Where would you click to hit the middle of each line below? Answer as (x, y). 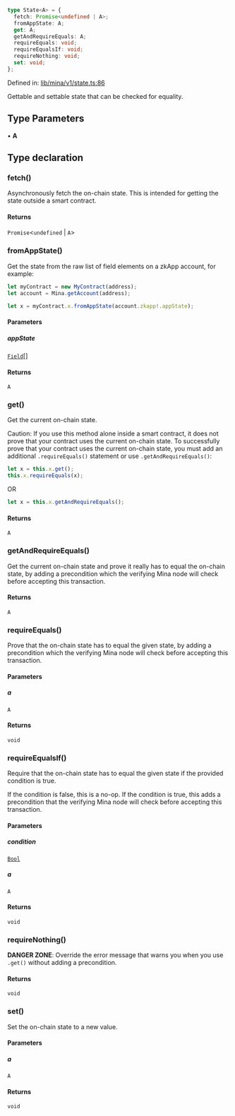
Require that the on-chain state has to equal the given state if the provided (115, 774)
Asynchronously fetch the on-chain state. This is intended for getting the (113, 193)
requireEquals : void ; (46, 43)
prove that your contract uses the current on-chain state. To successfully (114, 441)
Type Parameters (46, 119)
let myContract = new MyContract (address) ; (72, 287)
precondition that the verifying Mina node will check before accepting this (115, 802)
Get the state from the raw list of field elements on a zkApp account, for (112, 266)
